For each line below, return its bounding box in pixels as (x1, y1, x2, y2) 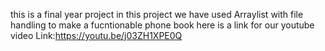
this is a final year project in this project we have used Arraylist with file (10, 9, 304, 20)
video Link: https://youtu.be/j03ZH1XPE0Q (10, 30, 183, 41)
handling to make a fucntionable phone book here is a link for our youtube (10, 19, 315, 31)
